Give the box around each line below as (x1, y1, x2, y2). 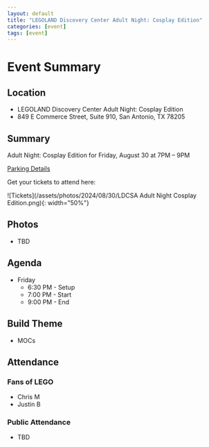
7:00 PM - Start (27, 290, 72, 299)
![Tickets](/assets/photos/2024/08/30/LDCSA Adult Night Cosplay (7, 191, 197, 200)
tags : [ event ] (7, 29, 48, 37)
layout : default (7, 10, 54, 17)
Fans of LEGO (7, 377, 54, 387)
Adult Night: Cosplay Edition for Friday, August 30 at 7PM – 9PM (7, 151, 190, 159)
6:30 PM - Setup (27, 283, 75, 291)
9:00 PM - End (27, 297, 70, 306)
